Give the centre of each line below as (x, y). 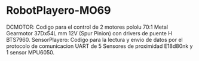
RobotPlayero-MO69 (59, 10)
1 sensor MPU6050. (30, 52)
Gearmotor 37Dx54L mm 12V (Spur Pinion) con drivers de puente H (89, 33)
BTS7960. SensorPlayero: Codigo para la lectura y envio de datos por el (95, 39)
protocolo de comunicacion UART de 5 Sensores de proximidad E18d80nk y (99, 46)
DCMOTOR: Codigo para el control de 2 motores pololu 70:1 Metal (87, 27)
